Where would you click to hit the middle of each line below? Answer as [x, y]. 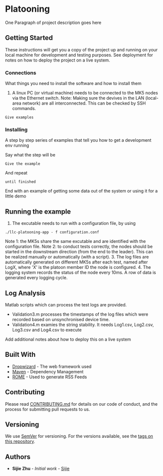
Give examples [20, 118]
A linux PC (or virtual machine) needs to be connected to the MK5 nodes [85, 93]
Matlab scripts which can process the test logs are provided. [66, 304]
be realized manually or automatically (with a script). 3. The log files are [77, 257]
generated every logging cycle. [36, 278]
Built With [20, 355]
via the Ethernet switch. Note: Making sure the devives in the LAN [78, 98]
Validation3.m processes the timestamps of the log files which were [80, 314]
